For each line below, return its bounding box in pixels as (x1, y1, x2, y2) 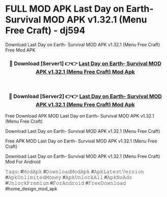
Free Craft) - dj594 (5, 25, 85, 36)
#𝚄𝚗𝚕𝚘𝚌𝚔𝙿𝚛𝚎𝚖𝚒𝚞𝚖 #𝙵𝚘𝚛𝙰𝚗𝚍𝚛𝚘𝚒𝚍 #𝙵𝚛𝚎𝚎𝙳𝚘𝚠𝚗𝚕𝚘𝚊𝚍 (5, 180, 126, 186)
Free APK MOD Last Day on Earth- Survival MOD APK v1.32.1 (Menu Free (5, 138, 157, 144)
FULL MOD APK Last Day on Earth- (5, 3, 154, 15)
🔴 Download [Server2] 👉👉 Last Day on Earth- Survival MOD (8, 93, 162, 100)
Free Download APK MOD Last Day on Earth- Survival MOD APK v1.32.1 (5, 112, 154, 119)
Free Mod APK (5, 47, 36, 53)
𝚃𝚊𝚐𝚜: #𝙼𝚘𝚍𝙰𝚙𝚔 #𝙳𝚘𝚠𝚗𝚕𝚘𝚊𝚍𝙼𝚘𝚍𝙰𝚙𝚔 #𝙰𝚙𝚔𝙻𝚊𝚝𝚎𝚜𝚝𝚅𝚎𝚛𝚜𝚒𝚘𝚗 (5, 168, 145, 175)
